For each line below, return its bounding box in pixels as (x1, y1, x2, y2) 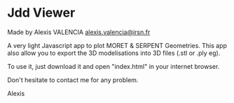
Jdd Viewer (7, 5, 76, 21)
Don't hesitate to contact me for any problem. (7, 75, 139, 84)
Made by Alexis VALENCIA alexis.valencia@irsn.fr (7, 28, 151, 36)
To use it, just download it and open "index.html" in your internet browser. (7, 62, 220, 70)
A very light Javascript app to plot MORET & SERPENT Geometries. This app (7, 41, 228, 49)
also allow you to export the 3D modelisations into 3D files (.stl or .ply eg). (7, 49, 221, 57)
